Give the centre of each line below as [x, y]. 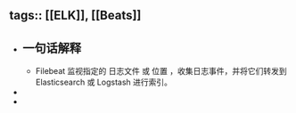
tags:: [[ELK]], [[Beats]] [75, 16]
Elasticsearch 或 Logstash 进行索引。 [103, 82]
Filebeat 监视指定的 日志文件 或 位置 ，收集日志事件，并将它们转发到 [161, 71]
